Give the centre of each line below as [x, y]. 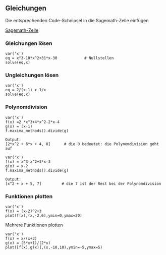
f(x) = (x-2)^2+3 [23, 211]
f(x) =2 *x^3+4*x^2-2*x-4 [32, 122]
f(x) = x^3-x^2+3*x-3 [28, 162]
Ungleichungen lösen [32, 75]
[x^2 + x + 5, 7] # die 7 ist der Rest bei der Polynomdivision [83, 183]
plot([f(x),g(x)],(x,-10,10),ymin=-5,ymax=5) [54, 247]
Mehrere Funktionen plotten [34, 225]
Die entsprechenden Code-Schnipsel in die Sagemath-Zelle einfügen [77, 20]
